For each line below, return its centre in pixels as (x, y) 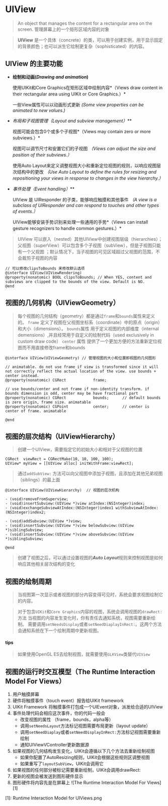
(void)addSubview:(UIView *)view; (46, 521)
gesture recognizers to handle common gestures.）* (67, 228)
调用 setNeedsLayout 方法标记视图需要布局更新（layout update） (85, 726)
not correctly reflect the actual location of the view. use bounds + (81, 371)
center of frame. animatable (36, 411)
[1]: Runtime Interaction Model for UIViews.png (54, 798)
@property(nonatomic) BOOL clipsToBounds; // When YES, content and (78, 277)
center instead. (22, 375)
